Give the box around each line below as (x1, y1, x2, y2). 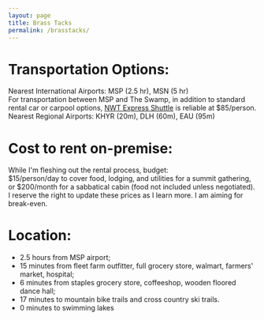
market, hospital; (19, 269, 75, 279)
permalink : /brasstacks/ (8, 26, 90, 34)
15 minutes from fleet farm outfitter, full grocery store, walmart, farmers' (19, 262, 254, 271)
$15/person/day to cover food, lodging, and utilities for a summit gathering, (8, 174, 251, 183)
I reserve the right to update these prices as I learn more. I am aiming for (8, 190, 244, 200)
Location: (8, 227, 72, 245)
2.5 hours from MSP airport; (19, 253, 111, 262)
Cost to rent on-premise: (8, 139, 173, 157)
